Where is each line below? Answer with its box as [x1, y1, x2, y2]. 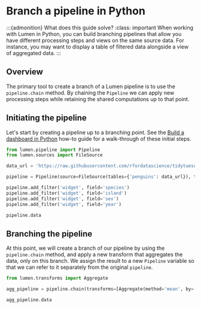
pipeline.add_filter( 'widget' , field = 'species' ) [6, 184, 130, 191]
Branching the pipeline [6, 229, 93, 239]
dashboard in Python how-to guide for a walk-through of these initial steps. [6, 135, 191, 142]
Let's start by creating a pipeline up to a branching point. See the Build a [6, 129, 184, 136]
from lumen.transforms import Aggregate [6, 275, 109, 281]
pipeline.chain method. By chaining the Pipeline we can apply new [6, 89, 175, 96]
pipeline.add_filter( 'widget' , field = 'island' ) [6, 190, 127, 196]
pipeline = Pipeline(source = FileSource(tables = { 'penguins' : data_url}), [6, 174, 191, 180]
